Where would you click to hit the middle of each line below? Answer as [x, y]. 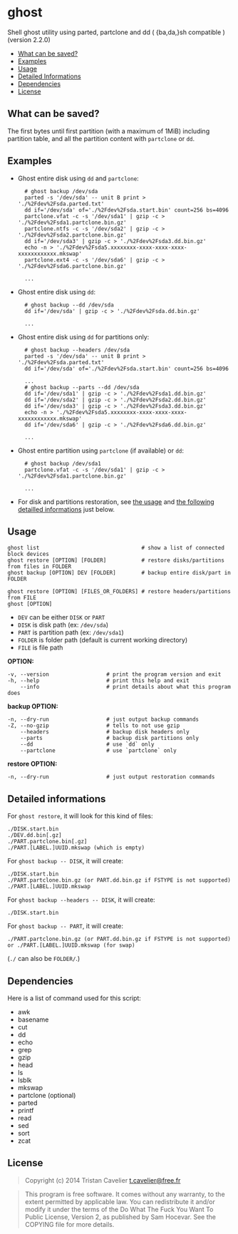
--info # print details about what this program [126, 687]
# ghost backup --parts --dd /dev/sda [82, 387]
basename [33, 1019]
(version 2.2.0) [29, 39]
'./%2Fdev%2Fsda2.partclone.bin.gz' [72, 235]
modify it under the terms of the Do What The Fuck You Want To [119, 1209]
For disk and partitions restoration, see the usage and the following [116, 502]
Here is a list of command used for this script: [74, 998]
